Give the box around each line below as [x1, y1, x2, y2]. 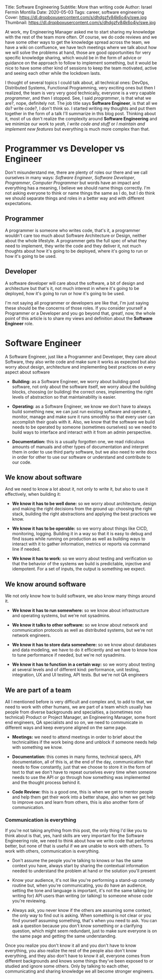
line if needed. [12, 546, 41, 552]
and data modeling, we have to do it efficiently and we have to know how [12, 647, 158, 653]
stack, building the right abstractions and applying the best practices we [12, 511, 156, 517]
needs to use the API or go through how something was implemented [12, 774, 150, 780]
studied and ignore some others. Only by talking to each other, [5, 963, 130, 969]
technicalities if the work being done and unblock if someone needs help [12, 739, 157, 745]
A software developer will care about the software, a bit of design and [5, 280, 144, 286]
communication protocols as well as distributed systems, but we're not [12, 627, 153, 633]
